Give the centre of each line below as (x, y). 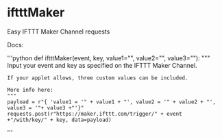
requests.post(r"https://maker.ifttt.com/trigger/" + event (95, 114)
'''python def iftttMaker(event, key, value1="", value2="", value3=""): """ (109, 58)
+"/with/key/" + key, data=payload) (59, 120)
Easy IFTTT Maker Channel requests (59, 31)
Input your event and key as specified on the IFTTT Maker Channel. (102, 65)
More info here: (30, 90)
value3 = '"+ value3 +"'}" (46, 108)
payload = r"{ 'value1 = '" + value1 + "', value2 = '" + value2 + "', (111, 102)
